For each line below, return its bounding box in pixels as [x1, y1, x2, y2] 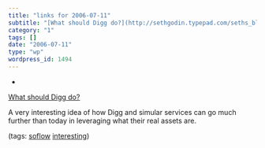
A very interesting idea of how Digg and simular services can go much [8, 107, 237, 117]
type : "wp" [8, 48, 44, 56]
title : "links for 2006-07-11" [8, 11, 111, 20]
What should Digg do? [8, 92, 80, 102]
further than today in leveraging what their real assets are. [8, 116, 197, 125]
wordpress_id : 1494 [8, 56, 73, 64]
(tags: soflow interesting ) [8, 131, 90, 140]
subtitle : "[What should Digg [8, 19, 108, 27]
